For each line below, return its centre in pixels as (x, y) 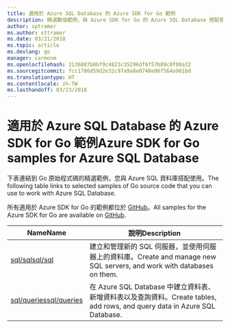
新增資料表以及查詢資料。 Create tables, (153, 297)
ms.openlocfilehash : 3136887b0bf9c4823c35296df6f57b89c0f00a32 (99, 65)
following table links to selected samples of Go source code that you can (110, 186)
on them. (104, 274)
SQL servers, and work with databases (152, 266)
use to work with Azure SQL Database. (62, 194)
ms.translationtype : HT (41, 77)
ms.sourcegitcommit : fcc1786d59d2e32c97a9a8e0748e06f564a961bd (99, 71)
